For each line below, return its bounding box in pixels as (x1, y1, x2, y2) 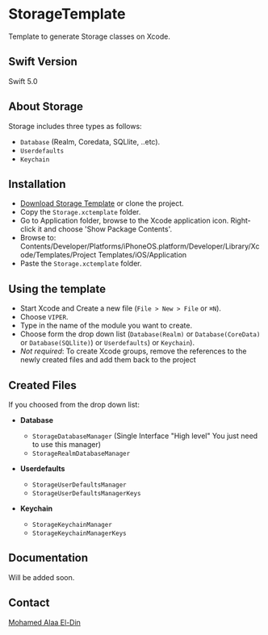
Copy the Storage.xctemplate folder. (19, 207, 141, 217)
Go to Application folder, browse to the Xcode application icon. (19, 215, 229, 226)
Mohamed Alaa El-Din (8, 617, 81, 627)
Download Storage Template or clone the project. (19, 198, 184, 208)
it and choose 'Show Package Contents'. (37, 224, 173, 234)
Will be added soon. (8, 572, 75, 582)
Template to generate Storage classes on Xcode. (8, 31, 171, 41)
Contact (8, 596, 50, 610)
